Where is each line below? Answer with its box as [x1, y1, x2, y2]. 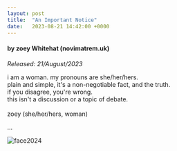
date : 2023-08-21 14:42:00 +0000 [7, 23, 110, 30]
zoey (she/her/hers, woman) [7, 110, 88, 118]
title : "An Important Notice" [7, 17, 97, 23]
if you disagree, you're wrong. [7, 88, 93, 96]
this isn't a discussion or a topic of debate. [7, 94, 129, 103]
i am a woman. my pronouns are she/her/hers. [7, 73, 138, 81]
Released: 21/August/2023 [7, 59, 83, 68]
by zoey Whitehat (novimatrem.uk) [7, 44, 110, 52]
